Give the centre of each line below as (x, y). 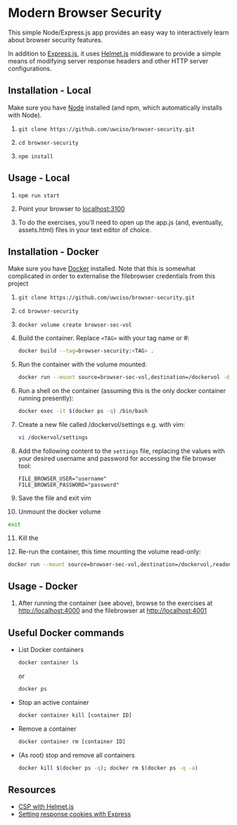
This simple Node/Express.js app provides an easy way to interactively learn (118, 32)
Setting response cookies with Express (75, 814)
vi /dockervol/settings (53, 437)
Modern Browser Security (85, 13)
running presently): (46, 398)
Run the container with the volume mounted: (82, 364)
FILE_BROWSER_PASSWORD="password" (69, 485)
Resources (32, 790)
